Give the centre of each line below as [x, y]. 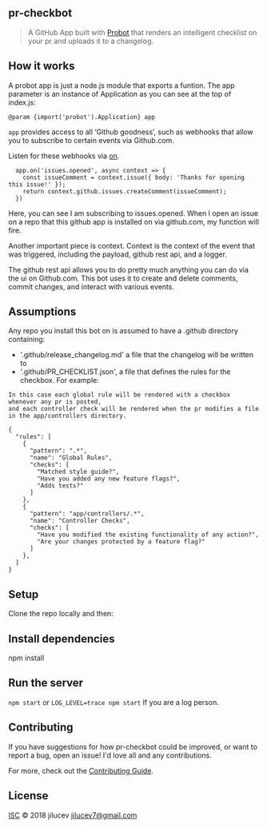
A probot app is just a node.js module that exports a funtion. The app [122, 85]
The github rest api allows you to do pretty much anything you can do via [129, 269]
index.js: [22, 102]
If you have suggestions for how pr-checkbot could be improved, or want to [133, 746]
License [28, 796]
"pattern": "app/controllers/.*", [87, 514]
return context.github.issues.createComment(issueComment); [125, 191]
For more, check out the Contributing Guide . [81, 770]
